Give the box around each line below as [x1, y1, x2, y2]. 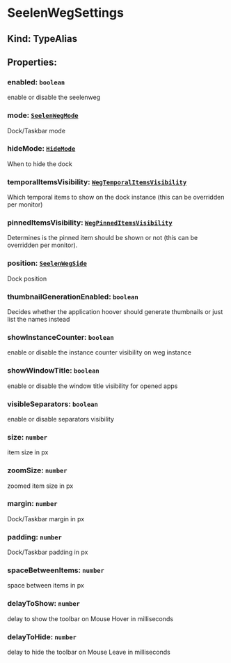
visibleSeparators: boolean [7, 399, 99, 409]
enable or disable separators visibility [7, 415, 115, 423]
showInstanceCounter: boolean [7, 332, 114, 342]
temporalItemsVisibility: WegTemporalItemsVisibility [7, 177, 187, 186]
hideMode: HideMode [7, 144, 76, 154]
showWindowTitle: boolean [7, 366, 99, 375]
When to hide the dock [7, 159, 73, 168]
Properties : [7, 56, 57, 68]
